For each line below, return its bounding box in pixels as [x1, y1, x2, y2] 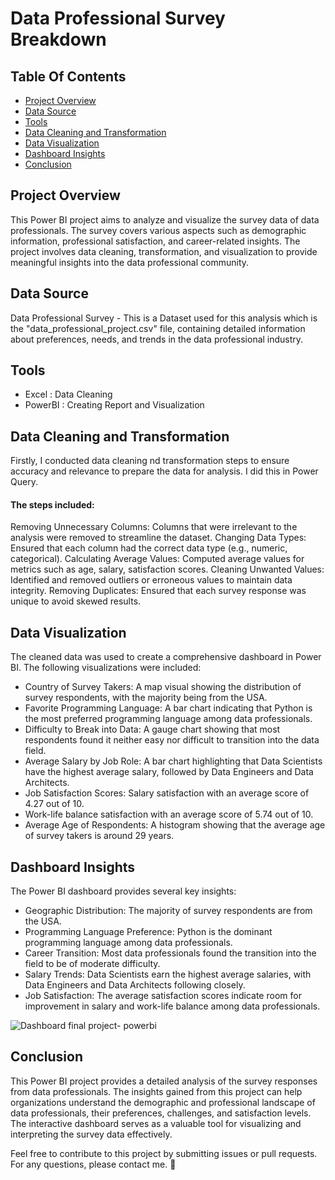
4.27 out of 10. [24, 798, 85, 810]
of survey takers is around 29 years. [24, 830, 175, 842]
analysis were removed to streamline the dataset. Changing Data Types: [10, 532, 307, 544]
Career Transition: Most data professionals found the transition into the [24, 947, 317, 959]
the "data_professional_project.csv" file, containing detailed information [10, 322, 306, 334]
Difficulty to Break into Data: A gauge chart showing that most [24, 723, 281, 736]
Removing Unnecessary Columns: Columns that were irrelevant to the [10, 521, 298, 533]
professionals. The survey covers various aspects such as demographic [10, 224, 307, 236]
